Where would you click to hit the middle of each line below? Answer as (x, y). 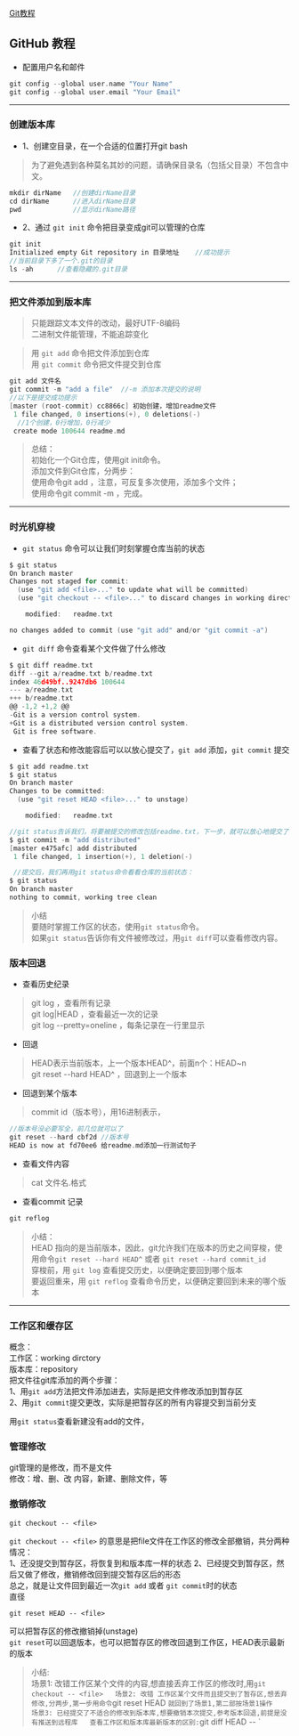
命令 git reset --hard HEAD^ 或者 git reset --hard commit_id (153, 1259)
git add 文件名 (35, 381)
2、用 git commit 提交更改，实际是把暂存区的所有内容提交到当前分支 (133, 1403)
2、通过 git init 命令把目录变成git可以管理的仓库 (114, 227)
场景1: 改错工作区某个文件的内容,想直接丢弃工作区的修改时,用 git (149, 1683)
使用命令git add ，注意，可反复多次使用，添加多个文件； (134, 483)
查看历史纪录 (45, 984)
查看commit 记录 (53, 1201)
